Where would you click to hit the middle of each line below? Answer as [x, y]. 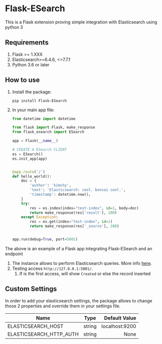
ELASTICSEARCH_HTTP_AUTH [43, 334]
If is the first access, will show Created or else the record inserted [85, 273]
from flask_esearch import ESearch [48, 132]
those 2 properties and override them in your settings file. [63, 306]
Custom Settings [31, 289]
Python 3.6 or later [31, 64]
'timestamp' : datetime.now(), [60, 195]
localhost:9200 [119, 326]
